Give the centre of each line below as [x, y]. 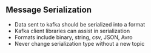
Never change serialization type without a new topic [79, 43]
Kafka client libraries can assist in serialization [72, 31]
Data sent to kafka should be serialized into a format [80, 24]
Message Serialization [49, 10]
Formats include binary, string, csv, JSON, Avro [73, 37]
